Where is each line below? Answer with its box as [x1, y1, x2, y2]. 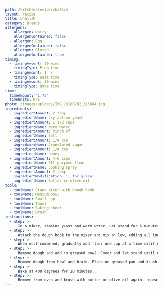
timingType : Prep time [14, 66, 60, 71]
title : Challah [5, 16, 36, 21]
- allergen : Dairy [9, 30, 47, 34]
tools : [5, 183, 18, 188]
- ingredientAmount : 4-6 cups [9, 156, 70, 161]
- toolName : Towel [9, 201, 47, 206]
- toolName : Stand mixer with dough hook [9, 187, 95, 192]
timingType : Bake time [14, 83, 60, 89]
